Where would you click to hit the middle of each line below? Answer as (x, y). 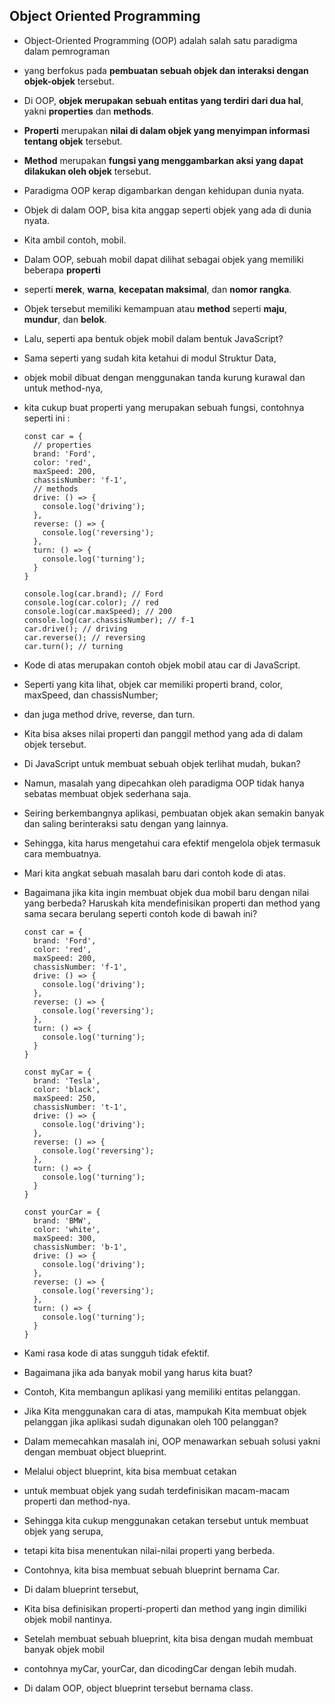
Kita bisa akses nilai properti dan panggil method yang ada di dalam (163, 733)
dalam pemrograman (67, 51)
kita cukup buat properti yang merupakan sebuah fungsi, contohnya (164, 407)
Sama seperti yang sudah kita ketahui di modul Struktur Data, (150, 358)
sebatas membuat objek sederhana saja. (107, 793)
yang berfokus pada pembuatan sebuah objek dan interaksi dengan (166, 70)
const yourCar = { (62, 1212)
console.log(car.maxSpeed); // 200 (98, 611)
